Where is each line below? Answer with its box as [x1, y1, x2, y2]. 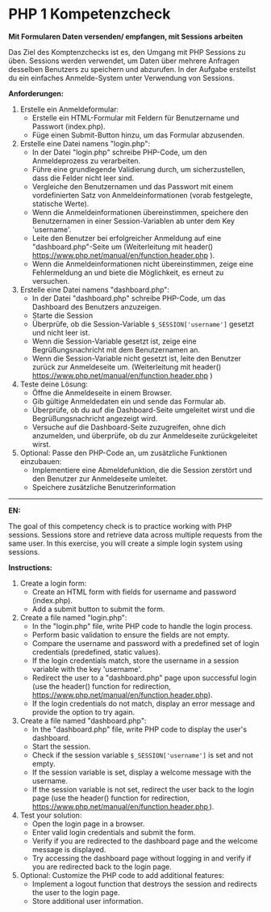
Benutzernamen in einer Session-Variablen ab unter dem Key [31, 216, 236, 226]
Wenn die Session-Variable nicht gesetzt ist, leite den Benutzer [31, 353, 242, 363]
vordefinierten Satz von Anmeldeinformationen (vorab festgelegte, [31, 190, 253, 200]
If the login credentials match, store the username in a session [31, 656, 240, 665]
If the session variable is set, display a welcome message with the [31, 767, 252, 777]
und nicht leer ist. [31, 327, 90, 337]
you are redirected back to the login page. [31, 862, 172, 872]
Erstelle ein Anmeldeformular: [19, 104, 119, 114]
